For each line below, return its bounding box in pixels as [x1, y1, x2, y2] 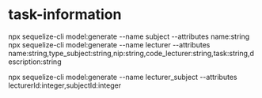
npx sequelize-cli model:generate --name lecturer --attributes [8, 40, 211, 49]
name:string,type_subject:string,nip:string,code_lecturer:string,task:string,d [8, 48, 255, 58]
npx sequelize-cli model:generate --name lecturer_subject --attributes [8, 72, 237, 81]
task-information [8, 6, 122, 24]
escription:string [8, 57, 62, 66]
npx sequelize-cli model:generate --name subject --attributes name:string [8, 32, 250, 41]
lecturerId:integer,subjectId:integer [8, 81, 121, 90]
